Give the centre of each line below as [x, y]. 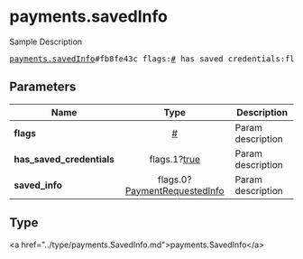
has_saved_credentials [64, 159]
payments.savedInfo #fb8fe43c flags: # [93, 59]
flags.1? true [175, 159]
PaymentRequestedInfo [174, 190]
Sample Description [46, 42]
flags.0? [174, 180]
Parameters [43, 87]
